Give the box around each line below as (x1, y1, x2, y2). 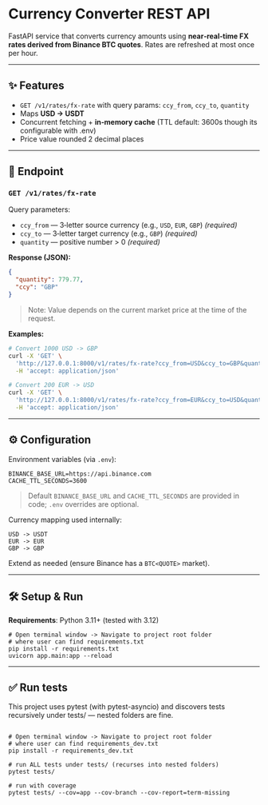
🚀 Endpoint (8, 165, 64, 178)
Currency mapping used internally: (8, 515, 122, 524)
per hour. (8, 48, 38, 58)
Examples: (8, 329, 44, 338)
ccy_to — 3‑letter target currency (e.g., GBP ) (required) (19, 229, 198, 238)
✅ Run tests (8, 680, 68, 694)
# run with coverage (8, 782, 77, 790)
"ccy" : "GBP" (15, 283, 59, 292)
